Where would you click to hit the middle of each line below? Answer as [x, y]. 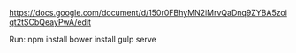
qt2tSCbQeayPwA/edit [50, 22]
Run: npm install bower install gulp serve [83, 39]
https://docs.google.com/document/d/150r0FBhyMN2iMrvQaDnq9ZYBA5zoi [148, 13]
